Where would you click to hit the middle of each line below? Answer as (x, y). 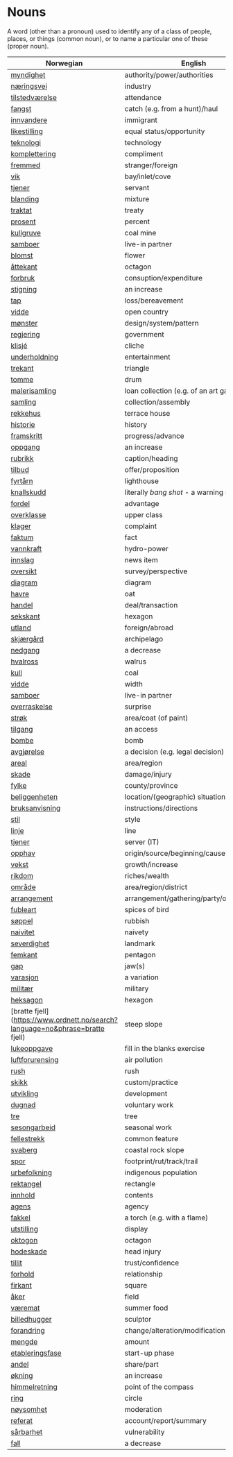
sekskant (25, 616)
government (144, 334)
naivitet (23, 932)
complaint (141, 526)
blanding (25, 199)
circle (133, 1398)
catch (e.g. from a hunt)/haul (171, 108)
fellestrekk (28, 1138)
